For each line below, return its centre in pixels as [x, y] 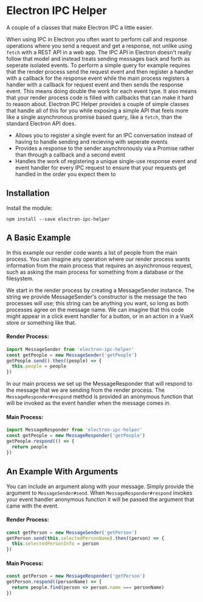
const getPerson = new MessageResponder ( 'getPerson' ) [76, 576]
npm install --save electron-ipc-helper [58, 219]
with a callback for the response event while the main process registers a [98, 78]
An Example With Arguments [62, 472]
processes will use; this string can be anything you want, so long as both [97, 303]
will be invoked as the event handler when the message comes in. [89, 403]
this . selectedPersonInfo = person [55, 544]
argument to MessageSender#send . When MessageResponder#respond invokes [99, 493]
